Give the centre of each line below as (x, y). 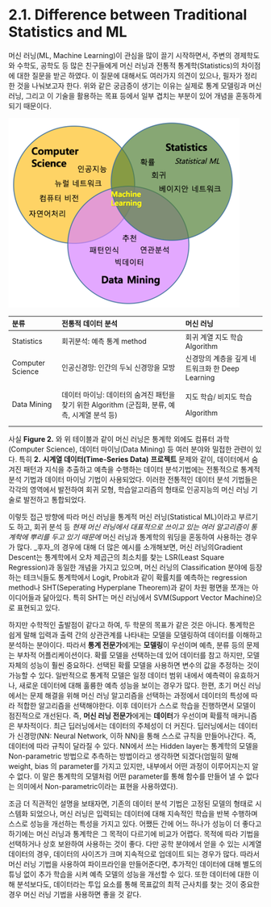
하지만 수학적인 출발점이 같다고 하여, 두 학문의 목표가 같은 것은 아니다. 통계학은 (132, 624)
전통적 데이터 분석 (90, 324)
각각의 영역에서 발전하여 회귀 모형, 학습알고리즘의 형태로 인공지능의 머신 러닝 (129, 489)
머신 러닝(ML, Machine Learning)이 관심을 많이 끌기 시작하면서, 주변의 (120, 55)
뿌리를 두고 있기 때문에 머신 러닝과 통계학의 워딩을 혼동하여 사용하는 (136, 537)
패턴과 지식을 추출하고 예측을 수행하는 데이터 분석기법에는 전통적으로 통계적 (142, 469)
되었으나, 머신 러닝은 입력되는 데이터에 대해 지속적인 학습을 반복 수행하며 (144, 813)
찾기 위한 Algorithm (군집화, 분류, (114, 405)
